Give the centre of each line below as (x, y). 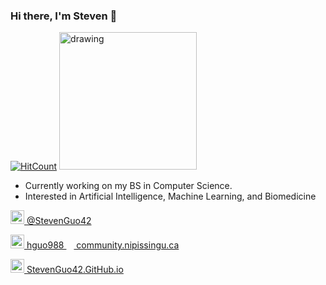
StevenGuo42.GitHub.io (75, 270)
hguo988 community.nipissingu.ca (103, 245)
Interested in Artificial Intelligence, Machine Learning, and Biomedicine (170, 196)
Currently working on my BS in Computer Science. (128, 186)
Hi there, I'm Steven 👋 (64, 16)
